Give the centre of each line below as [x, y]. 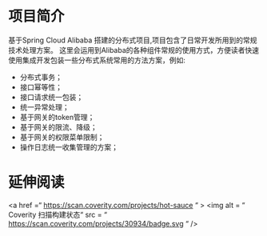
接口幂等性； [41, 87]
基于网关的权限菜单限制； [62, 137]
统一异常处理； [44, 107]
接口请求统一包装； [52, 97]
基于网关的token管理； [57, 117]
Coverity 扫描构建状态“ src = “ [58, 214]
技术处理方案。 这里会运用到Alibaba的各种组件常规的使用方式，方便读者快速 [134, 50]
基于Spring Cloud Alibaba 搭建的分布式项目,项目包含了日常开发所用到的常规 [133, 40]
